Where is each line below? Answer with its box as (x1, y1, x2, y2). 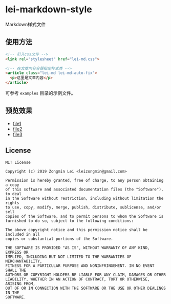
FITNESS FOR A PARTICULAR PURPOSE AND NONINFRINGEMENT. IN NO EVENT (5, 263, 155, 268)
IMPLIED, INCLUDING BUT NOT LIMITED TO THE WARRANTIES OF (5, 254, 132, 259)
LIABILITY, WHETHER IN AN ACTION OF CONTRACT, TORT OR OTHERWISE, (5, 276, 150, 282)
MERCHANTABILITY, (5, 258, 42, 264)
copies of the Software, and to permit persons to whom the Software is (5, 214, 164, 219)
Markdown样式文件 (5, 21, 46, 27)
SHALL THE (5, 268, 27, 273)
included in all (5, 232, 40, 237)
